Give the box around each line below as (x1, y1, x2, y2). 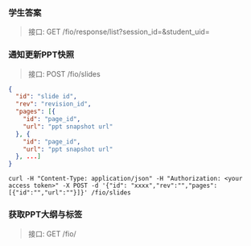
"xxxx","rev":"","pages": (130, 181, 218, 190)
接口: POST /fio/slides (27, 69, 101, 78)
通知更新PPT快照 (8, 49, 75, 60)
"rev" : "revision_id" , (15, 100, 92, 108)
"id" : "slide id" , (15, 93, 78, 101)
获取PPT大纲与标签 (8, 209, 83, 220)
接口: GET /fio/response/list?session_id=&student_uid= (27, 27, 211, 37)
